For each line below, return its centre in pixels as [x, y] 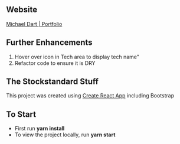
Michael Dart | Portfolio [34, 24]
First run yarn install [40, 129]
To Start [21, 114]
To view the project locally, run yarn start [65, 135]
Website [22, 10]
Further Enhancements [49, 43]
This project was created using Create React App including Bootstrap [90, 96]
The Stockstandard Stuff [53, 82]
